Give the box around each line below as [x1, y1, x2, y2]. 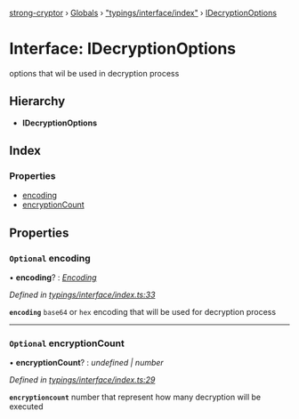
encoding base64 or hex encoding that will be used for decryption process [9, 307, 277, 318]
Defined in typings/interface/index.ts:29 [9, 375, 156, 385]
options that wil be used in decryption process [9, 68, 180, 78]
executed [9, 401, 44, 412]
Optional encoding [9, 252, 91, 264]
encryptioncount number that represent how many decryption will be [9, 391, 261, 403]
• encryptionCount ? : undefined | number [9, 358, 165, 368]
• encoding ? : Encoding [9, 272, 97, 283]
